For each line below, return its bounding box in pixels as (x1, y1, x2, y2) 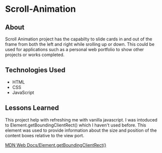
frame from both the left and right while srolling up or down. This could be (5, 41, 155, 47)
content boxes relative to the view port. (5, 132, 84, 138)
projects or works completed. (5, 52, 65, 58)
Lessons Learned (5, 104, 59, 112)
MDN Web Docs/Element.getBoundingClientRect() (5, 142, 107, 148)
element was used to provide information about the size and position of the (5, 127, 157, 133)
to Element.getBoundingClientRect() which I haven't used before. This (5, 122, 146, 128)
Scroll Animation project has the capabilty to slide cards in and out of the (5, 36, 152, 42)
